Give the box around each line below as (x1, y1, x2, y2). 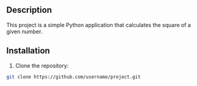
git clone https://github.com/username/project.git (6, 74, 141, 80)
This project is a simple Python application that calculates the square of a (6, 21, 191, 28)
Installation (6, 45, 50, 56)
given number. (6, 28, 43, 35)
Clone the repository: (15, 61, 69, 69)
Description (6, 5, 52, 15)
